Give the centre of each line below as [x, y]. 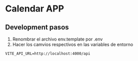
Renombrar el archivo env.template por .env [57, 39]
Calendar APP [34, 9]
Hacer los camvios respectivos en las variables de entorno [73, 44]
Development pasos [37, 27]
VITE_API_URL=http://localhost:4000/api [48, 53]
